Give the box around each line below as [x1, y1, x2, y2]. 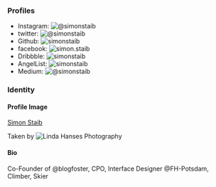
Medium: [17, 67, 44, 76]
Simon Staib [7, 118, 43, 127]
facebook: [17, 45, 48, 53]
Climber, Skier [7, 171, 48, 180]
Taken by [7, 132, 34, 141]
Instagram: [17, 22, 50, 31]
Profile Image [7, 102, 48, 111]
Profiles [7, 6, 36, 16]
